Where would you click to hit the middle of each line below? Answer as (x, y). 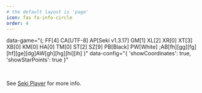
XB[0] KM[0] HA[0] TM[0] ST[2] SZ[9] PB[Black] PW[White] (82, 47)
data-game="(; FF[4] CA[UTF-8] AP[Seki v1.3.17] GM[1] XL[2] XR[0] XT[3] (99, 41)
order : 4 (17, 23)
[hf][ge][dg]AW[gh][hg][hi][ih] (44, 53)
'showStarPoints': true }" (38, 60)
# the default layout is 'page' (47, 12)
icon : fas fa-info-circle (39, 18)
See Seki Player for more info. (44, 83)
